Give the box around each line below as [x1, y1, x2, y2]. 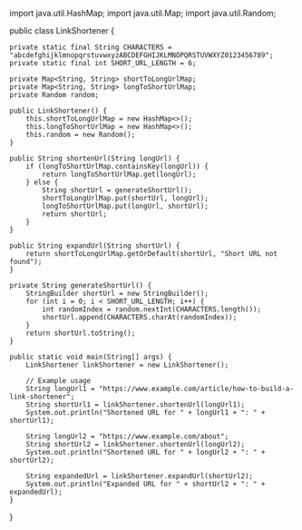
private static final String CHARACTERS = [9, 43, 172, 52]
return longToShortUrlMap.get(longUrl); [42, 170, 197, 179]
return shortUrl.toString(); [25, 329, 136, 338]
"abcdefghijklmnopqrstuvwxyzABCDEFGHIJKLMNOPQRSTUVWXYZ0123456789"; [9, 51, 274, 60]
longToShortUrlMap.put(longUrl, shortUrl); [42, 201, 209, 211]
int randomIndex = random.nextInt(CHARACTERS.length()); [42, 305, 261, 314]
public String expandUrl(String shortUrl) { [9, 241, 180, 250]
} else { [25, 178, 59, 187]
